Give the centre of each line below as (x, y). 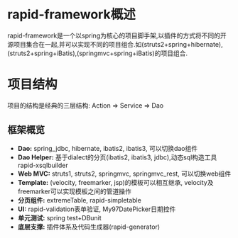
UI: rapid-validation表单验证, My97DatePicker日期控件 (97, 209)
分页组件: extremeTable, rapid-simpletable (80, 200)
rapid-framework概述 (72, 15)
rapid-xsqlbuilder (43, 165)
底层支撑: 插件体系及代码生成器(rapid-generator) (89, 227)
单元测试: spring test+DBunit (59, 217)
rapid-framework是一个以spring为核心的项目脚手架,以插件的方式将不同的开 (117, 35)
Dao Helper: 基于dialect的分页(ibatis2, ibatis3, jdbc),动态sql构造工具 (117, 157)
